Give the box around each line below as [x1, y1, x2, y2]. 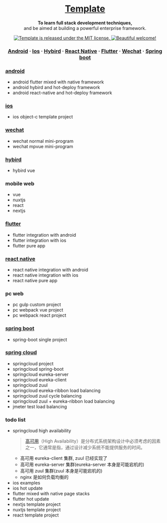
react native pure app [12, 277, 58, 283]
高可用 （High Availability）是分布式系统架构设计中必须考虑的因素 [25, 438, 161, 444]
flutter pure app [12, 242, 46, 248]
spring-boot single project [12, 336, 67, 342]
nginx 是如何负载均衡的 [20, 474, 69, 481]
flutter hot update [12, 496, 50, 502]
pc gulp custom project [12, 301, 61, 308]
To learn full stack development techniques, [37, 20, 133, 26]
